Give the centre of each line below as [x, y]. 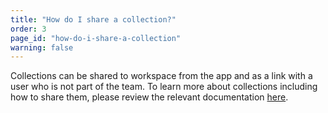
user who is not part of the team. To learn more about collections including [164, 87]
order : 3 [28, 29]
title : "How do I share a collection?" [93, 19]
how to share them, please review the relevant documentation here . [149, 97]
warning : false [42, 47]
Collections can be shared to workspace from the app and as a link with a [161, 76]
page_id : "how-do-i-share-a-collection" [96, 38]
